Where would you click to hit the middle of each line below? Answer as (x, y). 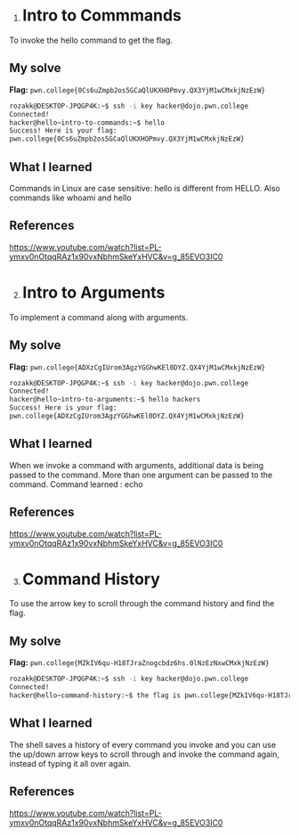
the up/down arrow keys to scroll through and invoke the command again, (145, 754)
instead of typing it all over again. (70, 763)
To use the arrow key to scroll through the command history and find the (142, 604)
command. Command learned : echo (77, 484)
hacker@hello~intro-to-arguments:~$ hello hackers (105, 400)
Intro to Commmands (102, 16)
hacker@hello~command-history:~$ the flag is (95, 695)
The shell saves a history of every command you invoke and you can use (143, 744)
